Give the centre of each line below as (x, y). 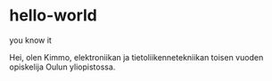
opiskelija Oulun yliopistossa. (62, 67)
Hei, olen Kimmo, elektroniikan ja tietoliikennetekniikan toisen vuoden (136, 57)
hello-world (54, 16)
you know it (30, 40)
